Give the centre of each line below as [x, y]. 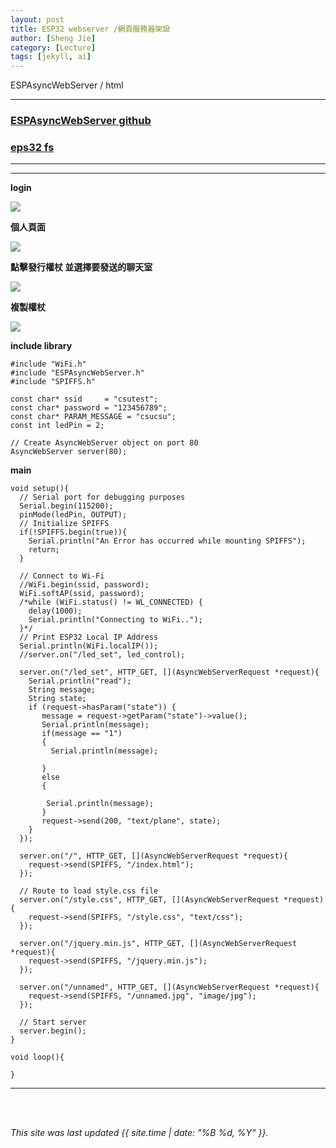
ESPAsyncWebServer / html [67, 85]
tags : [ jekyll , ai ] [51, 57]
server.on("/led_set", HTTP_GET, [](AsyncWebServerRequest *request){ [169, 672]
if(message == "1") [82, 734]
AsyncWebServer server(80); [69, 452]
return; [44, 550]
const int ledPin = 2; [57, 426]
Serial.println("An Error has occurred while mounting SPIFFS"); [167, 541]
